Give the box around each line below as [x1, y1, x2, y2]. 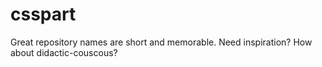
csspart [10, 3, 77, 26]
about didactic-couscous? [10, 46, 118, 58]
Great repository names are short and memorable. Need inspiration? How [10, 36, 313, 48]
